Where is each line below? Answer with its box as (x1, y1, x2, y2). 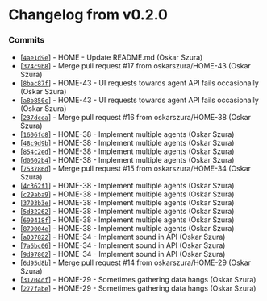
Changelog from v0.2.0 (8, 6, 168, 24)
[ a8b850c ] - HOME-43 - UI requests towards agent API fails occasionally (19, 95, 260, 105)
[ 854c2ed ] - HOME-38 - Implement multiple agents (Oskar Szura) (19, 146, 235, 156)
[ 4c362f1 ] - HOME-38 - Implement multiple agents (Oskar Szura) (19, 181, 235, 191)
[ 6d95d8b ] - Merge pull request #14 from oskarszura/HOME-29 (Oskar (19, 258, 252, 267)
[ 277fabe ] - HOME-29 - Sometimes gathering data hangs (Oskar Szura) (19, 283, 257, 293)
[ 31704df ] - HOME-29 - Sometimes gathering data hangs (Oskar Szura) (19, 275, 257, 285)
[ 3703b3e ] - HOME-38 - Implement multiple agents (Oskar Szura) (19, 198, 235, 208)
